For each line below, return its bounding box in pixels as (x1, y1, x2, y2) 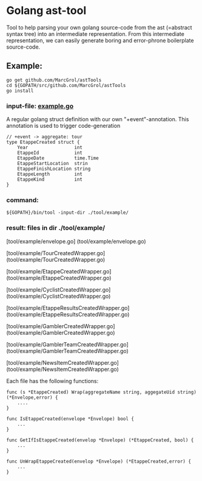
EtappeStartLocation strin (17, 161, 88, 167)
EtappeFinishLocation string (17, 166, 91, 172)
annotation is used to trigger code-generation (6, 122, 121, 130)
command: (6, 195, 39, 204)
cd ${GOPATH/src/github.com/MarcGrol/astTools (6, 82, 126, 88)
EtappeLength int (17, 171, 83, 177)
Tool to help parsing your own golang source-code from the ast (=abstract (6, 24, 192, 31)
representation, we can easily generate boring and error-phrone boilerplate (6, 37, 194, 44)
